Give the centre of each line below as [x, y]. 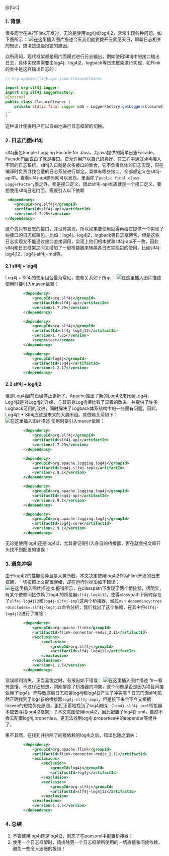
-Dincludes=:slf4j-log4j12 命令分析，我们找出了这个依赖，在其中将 [75, 607]
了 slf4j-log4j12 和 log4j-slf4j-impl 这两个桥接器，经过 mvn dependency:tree [83, 601]
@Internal [16, 97]
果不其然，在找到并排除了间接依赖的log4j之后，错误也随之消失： [72, 735]
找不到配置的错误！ [29, 549]
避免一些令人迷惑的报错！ [39, 848]
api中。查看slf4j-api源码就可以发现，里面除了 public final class [72, 177]
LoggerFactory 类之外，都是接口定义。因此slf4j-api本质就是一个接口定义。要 [83, 184]
